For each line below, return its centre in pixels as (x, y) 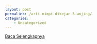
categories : (17, 18)
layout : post (18, 9)
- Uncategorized (30, 23)
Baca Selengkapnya (25, 36)
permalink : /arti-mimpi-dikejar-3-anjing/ (48, 14)
